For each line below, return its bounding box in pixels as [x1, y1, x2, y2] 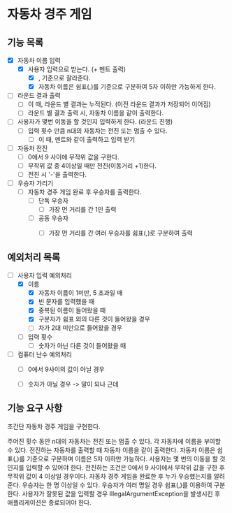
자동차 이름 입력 [17, 57, 61, 64]
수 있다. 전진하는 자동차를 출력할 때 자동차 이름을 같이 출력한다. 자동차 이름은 [7, 445, 216, 454]
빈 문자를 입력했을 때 [38, 298, 95, 306]
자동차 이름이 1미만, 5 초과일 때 [38, 289, 123, 297]
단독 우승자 [38, 196, 68, 205]
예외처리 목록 [7, 251, 61, 263]
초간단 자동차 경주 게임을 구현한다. [7, 422, 101, 431]
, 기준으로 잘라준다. [38, 74, 91, 82]
